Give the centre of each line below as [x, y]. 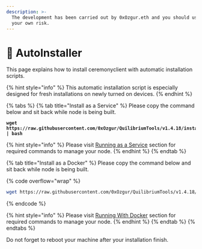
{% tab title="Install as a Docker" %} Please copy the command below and [99, 163]
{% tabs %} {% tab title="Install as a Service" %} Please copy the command [100, 106]
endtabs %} [21, 228]
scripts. [16, 76]
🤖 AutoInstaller [44, 53]
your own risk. [31, 23]
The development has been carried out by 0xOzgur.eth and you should [100, 17]
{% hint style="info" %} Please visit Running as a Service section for [91, 145]
